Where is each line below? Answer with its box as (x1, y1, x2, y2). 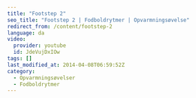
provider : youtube (13, 42, 67, 49)
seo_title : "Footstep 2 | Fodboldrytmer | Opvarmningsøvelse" (7, 17, 190, 23)
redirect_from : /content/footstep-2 (7, 23, 112, 30)
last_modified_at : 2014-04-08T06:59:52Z (7, 61, 126, 68)
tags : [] (7, 55, 32, 62)
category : (7, 68, 36, 75)
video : (7, 36, 26, 43)
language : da (7, 29, 45, 37)
